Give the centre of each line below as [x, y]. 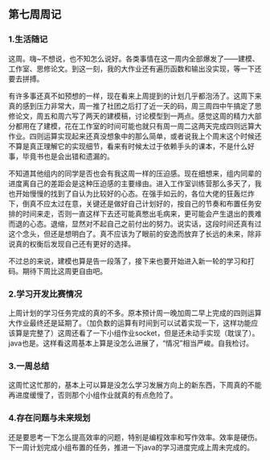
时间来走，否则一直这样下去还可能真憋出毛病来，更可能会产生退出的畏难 [142, 213]
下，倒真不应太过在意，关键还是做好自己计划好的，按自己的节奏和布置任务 [131, 203]
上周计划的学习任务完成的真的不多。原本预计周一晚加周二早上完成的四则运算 [135, 313]
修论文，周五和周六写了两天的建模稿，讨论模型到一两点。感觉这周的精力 [128, 116]
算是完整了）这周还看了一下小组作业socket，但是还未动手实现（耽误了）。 [137, 333]
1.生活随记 [28, 39]
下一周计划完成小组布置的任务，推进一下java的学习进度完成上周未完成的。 [131, 447]
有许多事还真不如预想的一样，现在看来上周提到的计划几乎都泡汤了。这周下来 [135, 96]
